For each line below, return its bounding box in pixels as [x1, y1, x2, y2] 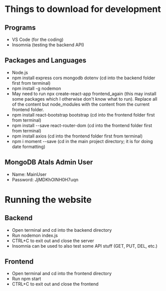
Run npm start [11, 276, 41, 282]
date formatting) [11, 144, 46, 149]
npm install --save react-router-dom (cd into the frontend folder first [11, 122, 153, 128]
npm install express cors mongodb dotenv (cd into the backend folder [11, 75, 156, 81]
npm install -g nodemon [11, 85, 61, 91]
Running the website [4, 194, 92, 205]
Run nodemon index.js [11, 232, 58, 238]
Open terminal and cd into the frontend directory [11, 271, 112, 277]
